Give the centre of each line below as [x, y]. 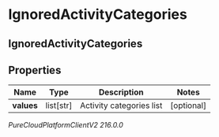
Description [121, 92]
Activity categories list [121, 106]
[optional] [188, 106]
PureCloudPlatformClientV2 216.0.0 [66, 125]
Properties [35, 70]
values [25, 106]
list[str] [59, 106]
